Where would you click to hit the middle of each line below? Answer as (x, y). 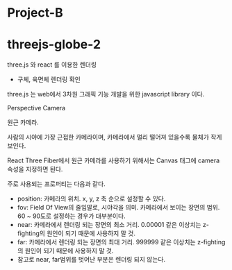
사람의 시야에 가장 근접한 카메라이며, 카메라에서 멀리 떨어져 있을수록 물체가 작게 (115, 137)
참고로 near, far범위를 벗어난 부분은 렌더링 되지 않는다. (91, 260)
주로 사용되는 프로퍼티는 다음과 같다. (56, 184)
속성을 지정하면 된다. (35, 169)
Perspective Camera (36, 108)
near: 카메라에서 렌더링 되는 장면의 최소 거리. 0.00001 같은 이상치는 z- (113, 225)
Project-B (35, 13)
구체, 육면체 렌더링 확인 (49, 79)
